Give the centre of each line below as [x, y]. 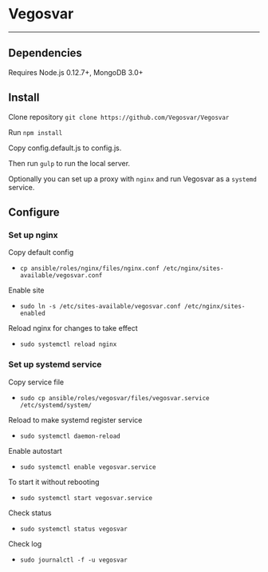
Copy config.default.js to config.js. [65, 148]
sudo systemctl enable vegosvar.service [88, 467]
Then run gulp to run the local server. [69, 163]
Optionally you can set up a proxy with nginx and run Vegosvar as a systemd [132, 179]
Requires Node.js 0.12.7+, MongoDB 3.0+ [76, 72]
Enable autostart [35, 451]
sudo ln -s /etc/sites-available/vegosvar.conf [100, 307]
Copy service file [36, 382]
